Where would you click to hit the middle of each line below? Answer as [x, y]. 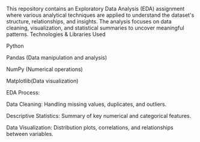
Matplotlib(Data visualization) [42, 81]
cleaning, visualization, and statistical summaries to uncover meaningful [95, 28]
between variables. [30, 134]
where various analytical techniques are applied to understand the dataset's [100, 15]
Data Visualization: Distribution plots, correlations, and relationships [90, 128]
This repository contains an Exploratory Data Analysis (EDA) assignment [95, 9]
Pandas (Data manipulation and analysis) [57, 57]
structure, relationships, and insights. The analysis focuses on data [89, 21]
